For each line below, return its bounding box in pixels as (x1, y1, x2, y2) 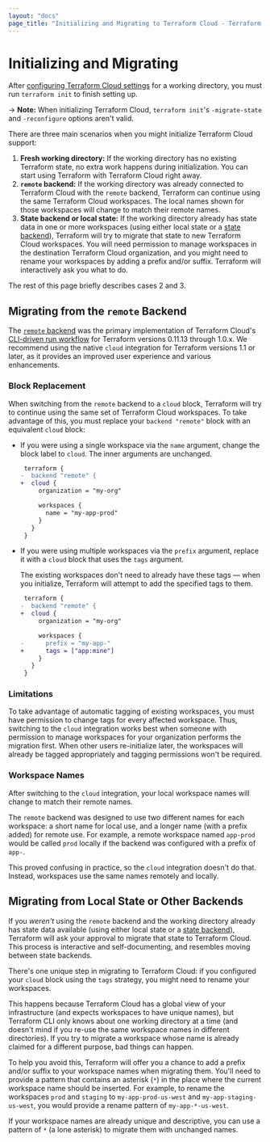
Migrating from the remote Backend (8, 304, 187, 318)
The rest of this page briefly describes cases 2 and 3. (8, 280, 187, 291)
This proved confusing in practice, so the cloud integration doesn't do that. (8, 862, 256, 872)
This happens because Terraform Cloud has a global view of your (8, 999, 226, 1009)
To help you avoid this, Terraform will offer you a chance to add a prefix (8, 1057, 246, 1067)
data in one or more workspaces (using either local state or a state (19, 222, 241, 232)
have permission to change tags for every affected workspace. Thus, (8, 715, 238, 725)
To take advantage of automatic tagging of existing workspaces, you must (8, 706, 255, 716)
